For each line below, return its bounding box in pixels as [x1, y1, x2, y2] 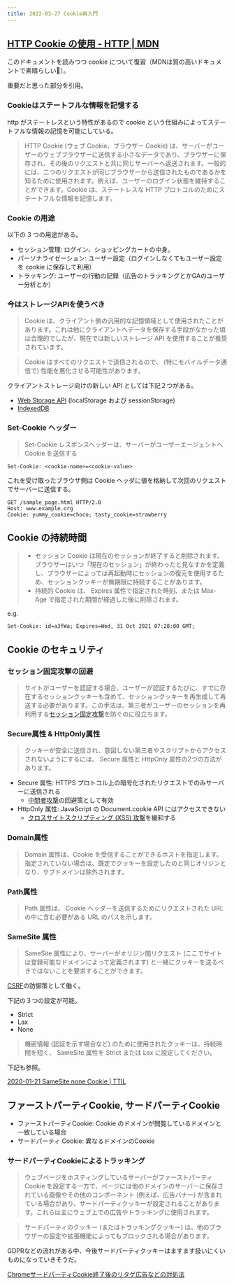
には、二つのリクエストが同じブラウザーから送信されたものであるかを [24, 167, 227, 176]
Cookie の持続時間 [7, 532, 87, 544]
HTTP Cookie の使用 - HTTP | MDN [7, 38, 159, 50]
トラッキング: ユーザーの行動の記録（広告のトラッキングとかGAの [17, 272, 207, 280]
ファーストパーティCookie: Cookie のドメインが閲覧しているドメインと [17, 1119, 222, 1128]
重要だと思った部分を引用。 [7, 81, 87, 90]
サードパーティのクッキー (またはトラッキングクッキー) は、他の [24, 1223, 210, 1232]
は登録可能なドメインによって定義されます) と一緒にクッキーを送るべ [24, 958, 224, 967]
